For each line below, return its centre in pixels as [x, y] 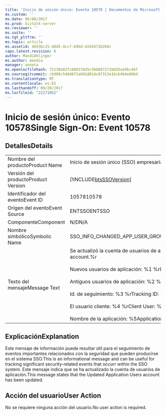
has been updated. [24, 380]
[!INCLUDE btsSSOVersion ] [101, 180]
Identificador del [27, 194]
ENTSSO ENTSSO [90, 211]
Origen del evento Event [35, 208]
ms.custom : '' [20, 14]
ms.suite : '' [19, 33]
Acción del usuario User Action [53, 395]
